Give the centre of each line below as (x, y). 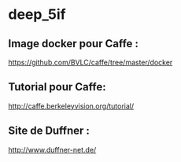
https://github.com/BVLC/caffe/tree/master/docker (90, 62)
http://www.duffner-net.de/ (52, 149)
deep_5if (37, 15)
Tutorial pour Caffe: (57, 87)
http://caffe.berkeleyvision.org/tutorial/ (71, 106)
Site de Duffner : (49, 131)
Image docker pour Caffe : (74, 44)
